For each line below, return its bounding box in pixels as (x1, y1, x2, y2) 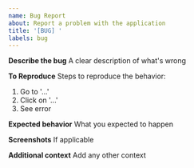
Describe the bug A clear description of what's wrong (8, 56, 186, 66)
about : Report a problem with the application (8, 19, 166, 27)
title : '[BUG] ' (8, 26, 62, 34)
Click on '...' (19, 95, 58, 105)
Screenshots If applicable (8, 135, 94, 145)
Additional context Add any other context (8, 150, 146, 160)
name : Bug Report (8, 11, 66, 20)
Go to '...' (19, 87, 49, 97)
